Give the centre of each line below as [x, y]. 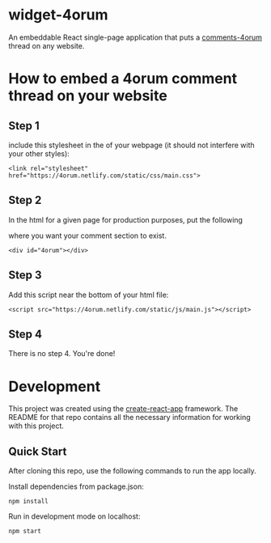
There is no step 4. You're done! [62, 354]
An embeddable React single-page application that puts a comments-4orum [135, 37]
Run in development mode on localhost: [74, 516]
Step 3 [25, 276]
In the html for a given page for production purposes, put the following [125, 219]
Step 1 [24, 126]
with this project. [36, 426]
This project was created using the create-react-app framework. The [123, 409]
